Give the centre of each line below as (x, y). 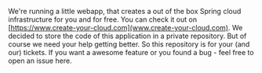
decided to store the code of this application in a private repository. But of (127, 36)
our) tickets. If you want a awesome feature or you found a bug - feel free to (131, 52)
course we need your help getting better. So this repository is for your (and (129, 44)
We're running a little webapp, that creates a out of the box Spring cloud (125, 11)
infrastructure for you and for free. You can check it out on (103, 19)
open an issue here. (40, 61)
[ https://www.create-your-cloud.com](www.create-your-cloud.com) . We (126, 28)
